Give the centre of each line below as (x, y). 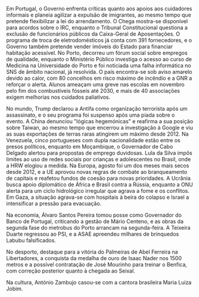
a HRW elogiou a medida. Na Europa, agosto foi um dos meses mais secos (98, 165)
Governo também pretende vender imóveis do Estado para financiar (89, 46)
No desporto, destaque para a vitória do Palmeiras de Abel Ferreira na (92, 252)
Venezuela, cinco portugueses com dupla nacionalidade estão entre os (93, 140)
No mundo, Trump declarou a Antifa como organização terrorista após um (97, 109)
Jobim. (15, 289)
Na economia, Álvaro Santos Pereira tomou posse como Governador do (94, 215)
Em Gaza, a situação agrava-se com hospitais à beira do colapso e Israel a (98, 197)
